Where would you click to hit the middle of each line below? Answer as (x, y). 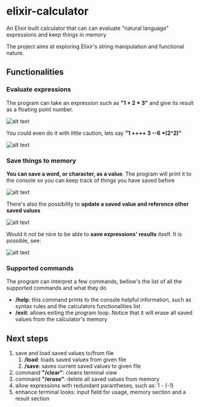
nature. (15, 52)
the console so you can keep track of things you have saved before (91, 180)
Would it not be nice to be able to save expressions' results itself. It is (94, 234)
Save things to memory (41, 160)
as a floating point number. (40, 109)
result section (32, 398)
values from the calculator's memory (61, 319)
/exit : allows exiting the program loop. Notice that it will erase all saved (104, 313)
